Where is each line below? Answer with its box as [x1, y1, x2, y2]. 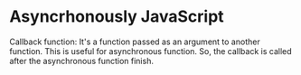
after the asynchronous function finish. [9, 55, 154, 66]
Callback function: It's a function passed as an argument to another [9, 36, 260, 47]
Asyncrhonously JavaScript [9, 6, 224, 27]
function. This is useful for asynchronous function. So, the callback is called [9, 45, 292, 56]
